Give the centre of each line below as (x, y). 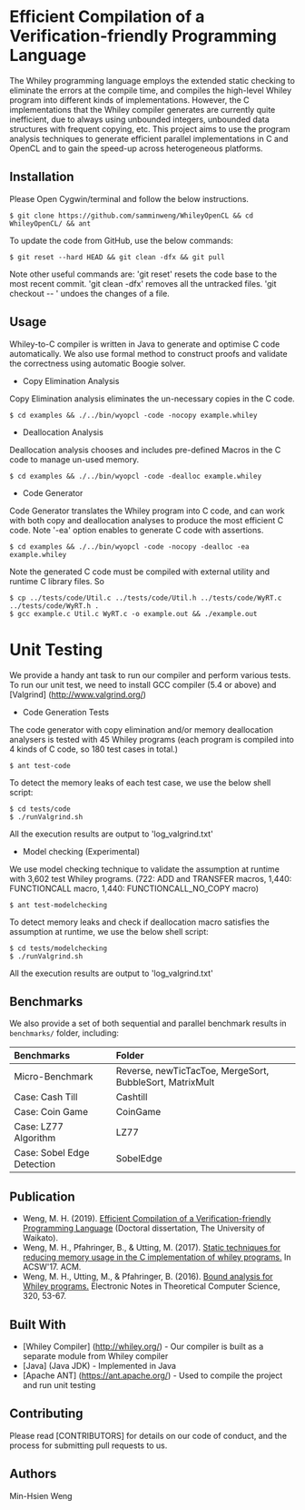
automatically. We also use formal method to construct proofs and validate (148, 353)
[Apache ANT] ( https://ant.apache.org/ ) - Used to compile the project (152, 1375)
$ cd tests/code (40, 809)
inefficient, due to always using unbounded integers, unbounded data (139, 119)
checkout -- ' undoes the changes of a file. (89, 293)
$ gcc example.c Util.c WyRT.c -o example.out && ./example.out (133, 613)
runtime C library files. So (57, 581)
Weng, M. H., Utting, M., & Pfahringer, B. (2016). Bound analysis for (148, 1277)
